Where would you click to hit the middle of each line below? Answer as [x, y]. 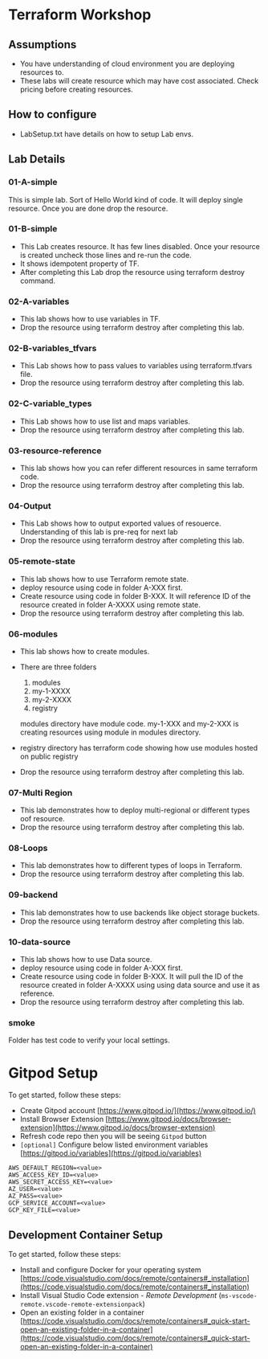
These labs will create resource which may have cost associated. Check [139, 81]
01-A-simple [33, 182]
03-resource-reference [55, 450]
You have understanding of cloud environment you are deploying [127, 63]
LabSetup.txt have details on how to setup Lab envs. [107, 133]
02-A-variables [39, 301]
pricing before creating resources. [77, 89]
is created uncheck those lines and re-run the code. [106, 255]
